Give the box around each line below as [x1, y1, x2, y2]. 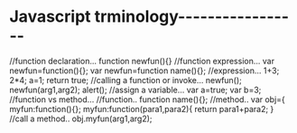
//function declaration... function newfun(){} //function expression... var [9, 55, 275, 66]
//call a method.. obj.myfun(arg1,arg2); [9, 113, 153, 124]
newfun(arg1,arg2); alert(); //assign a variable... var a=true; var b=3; [9, 84, 262, 95]
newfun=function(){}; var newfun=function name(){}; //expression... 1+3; [9, 65, 280, 76]
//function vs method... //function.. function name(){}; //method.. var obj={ [9, 93, 286, 105]
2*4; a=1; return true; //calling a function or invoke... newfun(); [9, 74, 242, 85]
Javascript [9, 6, 92, 27]
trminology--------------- [94, 6, 289, 27]
